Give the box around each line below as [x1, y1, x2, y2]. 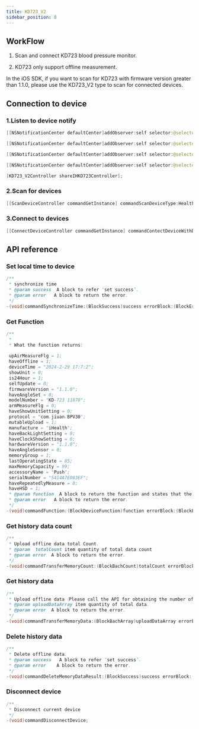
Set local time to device [6, 262, 75, 271]
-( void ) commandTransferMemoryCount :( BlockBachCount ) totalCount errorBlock [6, 563, 195, 569]
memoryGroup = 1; [8, 453, 52, 458]
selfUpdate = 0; [8, 381, 49, 387]
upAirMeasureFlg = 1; [8, 353, 62, 359]
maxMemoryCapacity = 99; [8, 463, 70, 470]
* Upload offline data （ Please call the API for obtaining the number [8, 596, 186, 602]
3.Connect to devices [6, 215, 69, 223]
